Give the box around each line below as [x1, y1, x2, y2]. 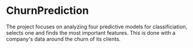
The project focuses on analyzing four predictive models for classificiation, [6, 23, 188, 30]
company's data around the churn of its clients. [6, 35, 121, 42]
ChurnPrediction [6, 4, 89, 17]
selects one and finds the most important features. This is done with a [6, 29, 175, 36]
